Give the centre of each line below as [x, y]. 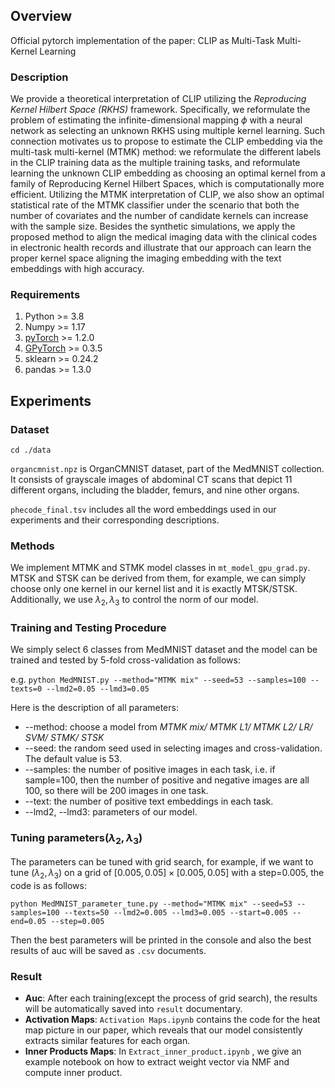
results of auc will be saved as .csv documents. [108, 950]
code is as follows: [48, 885]
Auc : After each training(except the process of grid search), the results [171, 998]
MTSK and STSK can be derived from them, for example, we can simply [158, 578]
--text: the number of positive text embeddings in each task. [149, 801]
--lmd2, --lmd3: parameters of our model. [111, 812]
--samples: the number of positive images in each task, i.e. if [150, 770]
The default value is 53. [73, 759]
